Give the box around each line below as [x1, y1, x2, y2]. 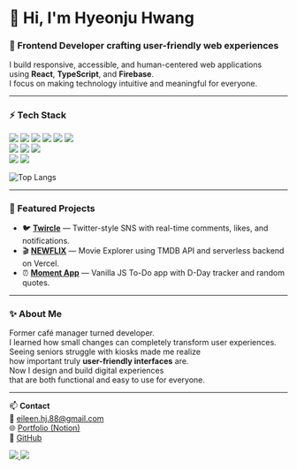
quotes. [21, 277, 50, 288]
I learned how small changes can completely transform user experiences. [9, 337, 277, 348]
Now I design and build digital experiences [9, 366, 164, 376]
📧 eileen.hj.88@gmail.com [9, 413, 104, 424]
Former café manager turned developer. [9, 328, 155, 338]
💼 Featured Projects [9, 202, 95, 215]
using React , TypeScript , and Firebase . [9, 69, 155, 79]
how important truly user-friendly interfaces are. [9, 356, 189, 367]
